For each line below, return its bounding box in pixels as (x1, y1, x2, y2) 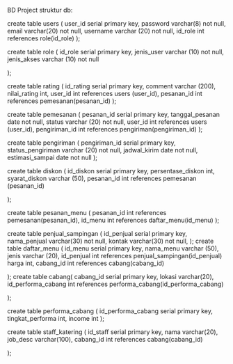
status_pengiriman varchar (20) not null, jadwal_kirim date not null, (7, 146, 198, 154)
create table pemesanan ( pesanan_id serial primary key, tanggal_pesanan (7, 111, 220, 118)
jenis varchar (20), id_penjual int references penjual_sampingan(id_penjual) (7, 252, 223, 260)
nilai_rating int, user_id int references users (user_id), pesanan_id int (7, 90, 203, 97)
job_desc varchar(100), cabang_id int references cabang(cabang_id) (7, 335, 203, 343)
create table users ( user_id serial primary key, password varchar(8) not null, (7, 19, 226, 27)
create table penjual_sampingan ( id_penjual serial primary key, (7, 230, 188, 237)
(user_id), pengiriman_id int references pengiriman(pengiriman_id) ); (7, 125, 203, 133)
